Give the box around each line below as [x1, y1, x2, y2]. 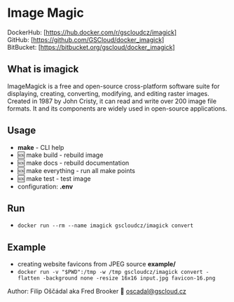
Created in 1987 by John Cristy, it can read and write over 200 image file [7, 97, 217, 105]
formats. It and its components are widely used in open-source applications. [7, 104, 228, 113]
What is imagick [7, 63, 79, 75]
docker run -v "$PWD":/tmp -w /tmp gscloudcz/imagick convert [17, 268, 203, 276]
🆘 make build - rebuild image [17, 151, 104, 159]
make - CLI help [17, 143, 64, 151]
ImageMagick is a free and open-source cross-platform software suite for [7, 82, 220, 90]
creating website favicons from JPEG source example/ [17, 260, 177, 268]
